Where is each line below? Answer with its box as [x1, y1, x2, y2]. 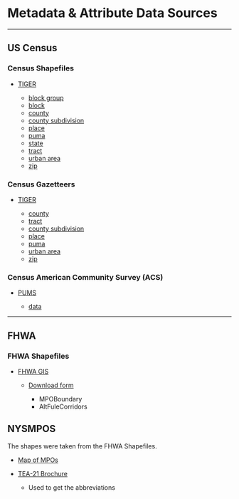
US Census [7, 42, 58, 54]
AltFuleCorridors [38, 402, 87, 411]
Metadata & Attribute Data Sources [7, 5, 218, 21]
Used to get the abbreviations [28, 483, 116, 492]
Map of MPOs [17, 456, 59, 464]
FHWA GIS [17, 367, 49, 375]
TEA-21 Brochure [17, 469, 68, 478]
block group [28, 93, 64, 102]
